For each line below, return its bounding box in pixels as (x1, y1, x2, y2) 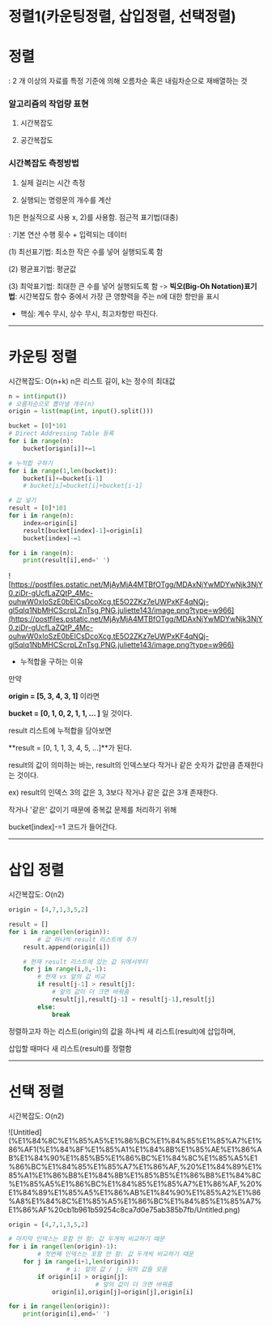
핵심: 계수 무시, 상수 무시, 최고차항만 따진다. (19, 308, 159, 318)
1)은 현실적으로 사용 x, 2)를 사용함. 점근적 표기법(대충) (8, 212, 179, 222)
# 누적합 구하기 (8, 459, 53, 467)
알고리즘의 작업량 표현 (8, 98, 89, 110)
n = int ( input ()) (8, 392, 67, 400)
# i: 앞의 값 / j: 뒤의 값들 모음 (66, 1265, 168, 1273)
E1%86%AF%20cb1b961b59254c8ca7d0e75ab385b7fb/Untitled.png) (8, 1204, 240, 1214)
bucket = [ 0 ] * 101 (8, 422, 67, 430)
